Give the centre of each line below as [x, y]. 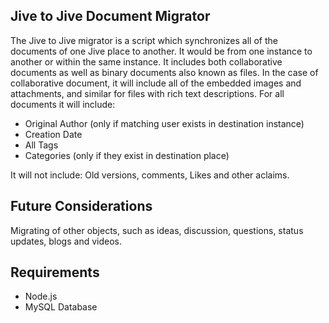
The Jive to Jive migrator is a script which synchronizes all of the [144, 40]
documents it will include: [63, 104]
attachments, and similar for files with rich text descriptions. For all [147, 93]
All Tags [41, 145]
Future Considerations [81, 206]
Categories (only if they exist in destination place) [127, 155]
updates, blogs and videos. [66, 241]
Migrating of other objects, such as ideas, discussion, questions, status [157, 230]
